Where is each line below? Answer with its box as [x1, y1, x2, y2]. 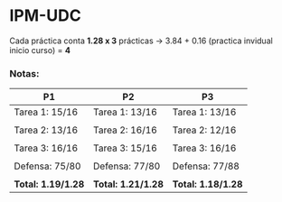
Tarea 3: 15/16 [93, 142, 158, 154]
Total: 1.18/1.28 [172, 178, 243, 190]
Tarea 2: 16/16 [93, 124, 158, 136]
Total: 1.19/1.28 [14, 178, 85, 190]
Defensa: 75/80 [14, 160, 81, 172]
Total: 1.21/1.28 [93, 178, 164, 190]
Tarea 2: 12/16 [172, 124, 237, 136]
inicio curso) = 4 [9, 44, 70, 55]
